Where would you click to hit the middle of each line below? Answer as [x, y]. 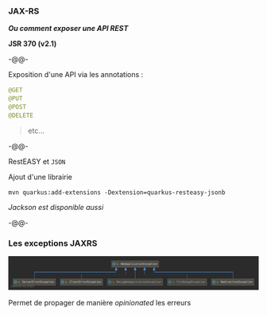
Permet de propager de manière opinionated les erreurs [100, 302]
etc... [36, 130]
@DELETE [21, 115]
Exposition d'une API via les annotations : [76, 75]
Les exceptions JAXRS [53, 243]
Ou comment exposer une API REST [68, 29]
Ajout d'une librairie [41, 177]
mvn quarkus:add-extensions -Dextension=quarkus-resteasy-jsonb [117, 192]
